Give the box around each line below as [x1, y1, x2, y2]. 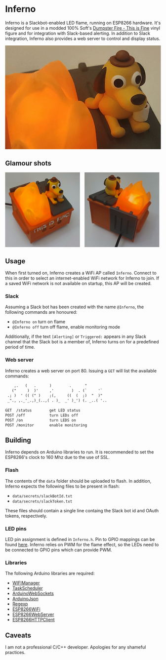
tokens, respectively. [5, 513, 47, 519]
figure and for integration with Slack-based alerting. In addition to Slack [5, 30, 151, 36]
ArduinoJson [12, 596, 39, 602]
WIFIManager [12, 580, 41, 586]
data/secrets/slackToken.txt [12, 499, 73, 504]
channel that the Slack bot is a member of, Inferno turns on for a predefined [5, 339, 159, 345]
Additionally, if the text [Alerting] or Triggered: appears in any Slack [5, 333, 147, 339]
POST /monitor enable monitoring [5, 422, 87, 428]
